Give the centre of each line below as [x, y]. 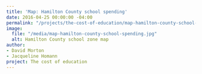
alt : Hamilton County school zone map [60, 39]
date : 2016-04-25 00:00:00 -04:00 [50, 17]
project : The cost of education [47, 61]
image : [14, 28]
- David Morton [25, 51]
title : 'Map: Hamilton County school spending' [67, 12]
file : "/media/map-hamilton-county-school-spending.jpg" [84, 34]
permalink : [20, 23]
